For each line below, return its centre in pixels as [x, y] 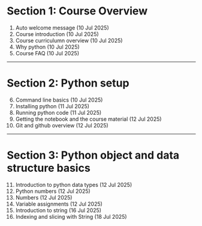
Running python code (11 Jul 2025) [58, 112]
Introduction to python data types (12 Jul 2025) [74, 185]
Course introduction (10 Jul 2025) [57, 34]
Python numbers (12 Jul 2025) [53, 191]
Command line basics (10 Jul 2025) [59, 100]
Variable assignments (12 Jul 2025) [59, 204]
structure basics [49, 168]
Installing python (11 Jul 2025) [52, 106]
